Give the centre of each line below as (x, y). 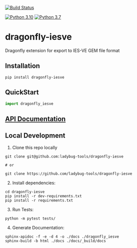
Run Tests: (23, 209)
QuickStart (22, 93)
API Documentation (35, 119)
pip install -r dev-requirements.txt (44, 196)
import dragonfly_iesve (29, 104)
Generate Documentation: (38, 227)
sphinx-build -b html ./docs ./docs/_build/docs (56, 241)
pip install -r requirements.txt (39, 200)
